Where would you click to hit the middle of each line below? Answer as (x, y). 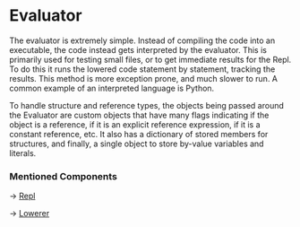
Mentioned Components (64, 176)
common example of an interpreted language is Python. (112, 88)
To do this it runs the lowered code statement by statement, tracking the (142, 69)
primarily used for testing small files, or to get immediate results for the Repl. (150, 59)
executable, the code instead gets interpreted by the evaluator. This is (138, 49)
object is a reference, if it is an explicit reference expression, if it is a (135, 124)
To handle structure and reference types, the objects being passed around (147, 105)
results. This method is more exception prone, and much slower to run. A (144, 78)
